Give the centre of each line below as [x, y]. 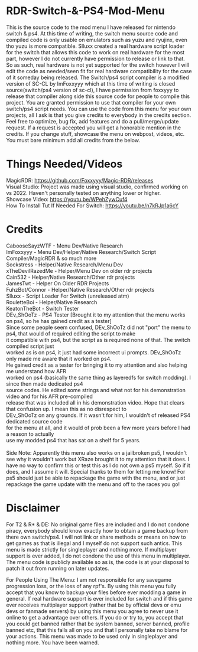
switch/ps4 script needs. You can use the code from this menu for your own [99, 109]
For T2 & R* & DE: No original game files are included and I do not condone [98, 524]
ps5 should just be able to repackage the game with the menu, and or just [96, 478]
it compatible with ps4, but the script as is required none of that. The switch [98, 340]
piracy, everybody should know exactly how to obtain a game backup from [97, 530]
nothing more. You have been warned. [53, 643]
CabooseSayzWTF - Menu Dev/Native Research [64, 246]
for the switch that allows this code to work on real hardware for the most [95, 52]
